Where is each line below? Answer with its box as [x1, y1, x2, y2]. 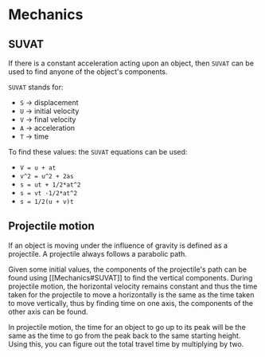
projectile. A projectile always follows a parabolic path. [8, 249, 187, 258]
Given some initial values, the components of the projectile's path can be [8, 265, 247, 274]
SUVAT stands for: [8, 82, 64, 92]
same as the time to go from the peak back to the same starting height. [8, 331, 241, 340]
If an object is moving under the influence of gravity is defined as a [8, 241, 228, 250]
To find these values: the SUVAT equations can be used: [8, 147, 188, 156]
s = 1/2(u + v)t [19, 198, 74, 206]
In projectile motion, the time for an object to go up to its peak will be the [8, 322, 247, 331]
